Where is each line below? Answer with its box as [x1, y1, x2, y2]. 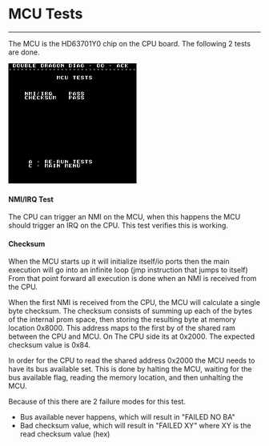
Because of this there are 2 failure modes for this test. [8, 397, 187, 407]
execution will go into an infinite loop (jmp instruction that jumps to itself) [8, 265, 248, 275]
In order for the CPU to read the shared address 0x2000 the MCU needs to [8, 356, 255, 365]
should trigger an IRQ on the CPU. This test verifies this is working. [8, 221, 228, 231]
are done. [8, 47, 40, 57]
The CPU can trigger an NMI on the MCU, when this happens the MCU [8, 212, 241, 222]
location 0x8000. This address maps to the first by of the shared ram [8, 323, 236, 333]
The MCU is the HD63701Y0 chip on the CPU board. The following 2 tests [8, 38, 251, 48]
